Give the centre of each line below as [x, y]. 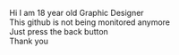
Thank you [29, 41]
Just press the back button [59, 31]
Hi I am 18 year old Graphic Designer [77, 13]
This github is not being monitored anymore [89, 22]
